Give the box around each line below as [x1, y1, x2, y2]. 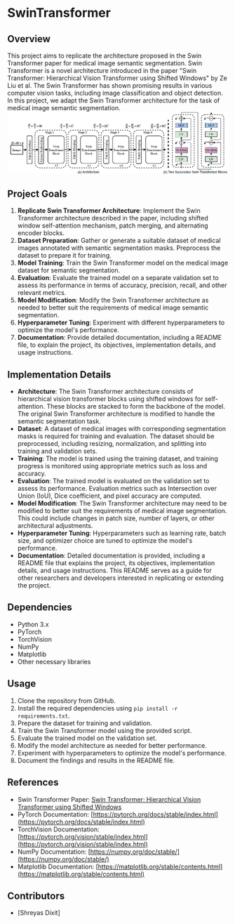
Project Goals [7, 187, 68, 199]
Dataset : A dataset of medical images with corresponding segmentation [17, 425, 227, 433]
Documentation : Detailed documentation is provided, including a [17, 551, 206, 560]
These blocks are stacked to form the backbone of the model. [46, 402, 226, 411]
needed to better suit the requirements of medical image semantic [17, 303, 209, 312]
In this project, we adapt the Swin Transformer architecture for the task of [7, 96, 220, 105]
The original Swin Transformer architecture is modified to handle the [17, 409, 215, 418]
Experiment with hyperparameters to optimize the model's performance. [17, 748, 227, 757]
